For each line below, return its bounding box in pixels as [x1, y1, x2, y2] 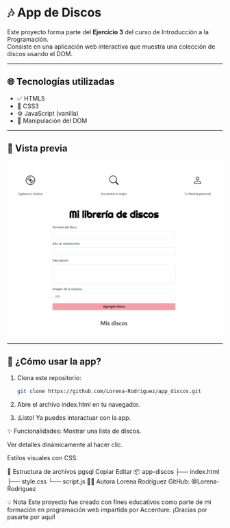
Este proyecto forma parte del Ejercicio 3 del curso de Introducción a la [7, 27, 209, 36]
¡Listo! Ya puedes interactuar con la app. [16, 414, 131, 422]
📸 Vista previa [7, 142, 68, 155]
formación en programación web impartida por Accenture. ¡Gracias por [7, 505, 207, 514]
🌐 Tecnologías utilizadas [7, 76, 115, 88]
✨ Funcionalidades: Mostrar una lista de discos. [7, 427, 142, 436]
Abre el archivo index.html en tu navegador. [16, 401, 140, 409]
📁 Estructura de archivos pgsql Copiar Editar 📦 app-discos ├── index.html [7, 468, 220, 476]
